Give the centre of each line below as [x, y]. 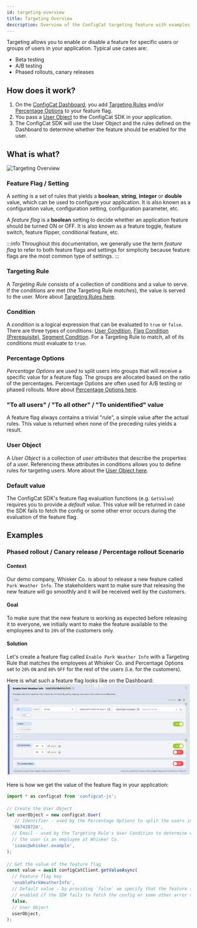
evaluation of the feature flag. [42, 517]
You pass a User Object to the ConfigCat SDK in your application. [94, 117]
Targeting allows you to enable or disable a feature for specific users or [93, 42]
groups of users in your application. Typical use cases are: [77, 48]
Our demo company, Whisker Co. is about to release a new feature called [95, 579]
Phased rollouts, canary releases [54, 72]
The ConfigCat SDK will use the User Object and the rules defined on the [103, 124]
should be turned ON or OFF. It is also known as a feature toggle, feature [94, 226]
